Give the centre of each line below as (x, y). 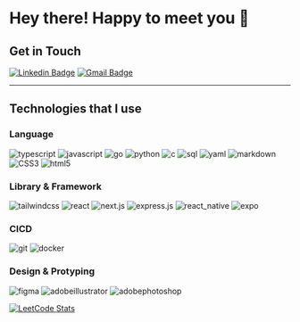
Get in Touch (46, 51)
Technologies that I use (75, 109)
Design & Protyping (52, 271)
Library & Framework (56, 186)
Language (32, 135)
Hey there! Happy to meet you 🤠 (129, 18)
